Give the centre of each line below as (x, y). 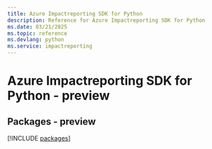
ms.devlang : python (36, 40)
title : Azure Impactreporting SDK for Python (75, 14)
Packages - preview (52, 121)
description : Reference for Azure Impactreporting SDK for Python (106, 20)
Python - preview (59, 96)
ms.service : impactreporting (50, 46)
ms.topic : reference (38, 33)
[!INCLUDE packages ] (39, 138)
